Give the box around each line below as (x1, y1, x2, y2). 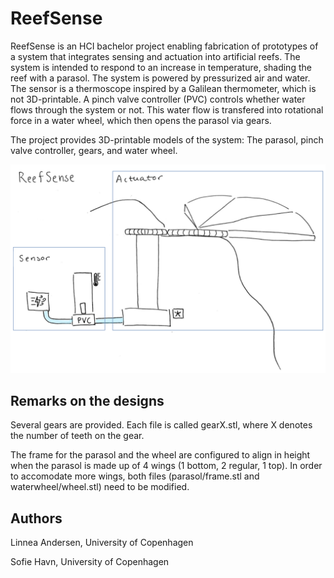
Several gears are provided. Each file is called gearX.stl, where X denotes (10, 419, 313, 431)
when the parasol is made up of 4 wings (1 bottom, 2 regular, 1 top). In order (10, 460, 323, 472)
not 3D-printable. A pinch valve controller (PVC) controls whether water (10, 93, 306, 105)
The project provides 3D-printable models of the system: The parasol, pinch (10, 133, 324, 146)
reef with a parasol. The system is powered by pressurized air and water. (10, 72, 311, 84)
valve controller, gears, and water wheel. (10, 144, 178, 156)
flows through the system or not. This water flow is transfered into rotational (10, 103, 324, 116)
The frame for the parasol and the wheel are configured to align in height (10, 449, 311, 461)
